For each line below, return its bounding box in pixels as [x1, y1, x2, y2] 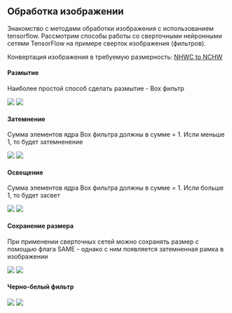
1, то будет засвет [7, 191, 61, 200]
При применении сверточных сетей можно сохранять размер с [7, 237, 200, 246]
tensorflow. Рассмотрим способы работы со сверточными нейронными [7, 32, 222, 40]
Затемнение [7, 115, 46, 123]
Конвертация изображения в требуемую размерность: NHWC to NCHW [7, 53, 223, 61]
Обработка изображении [7, 6, 124, 18]
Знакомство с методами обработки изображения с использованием [7, 24, 214, 32]
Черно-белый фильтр [7, 283, 74, 291]
